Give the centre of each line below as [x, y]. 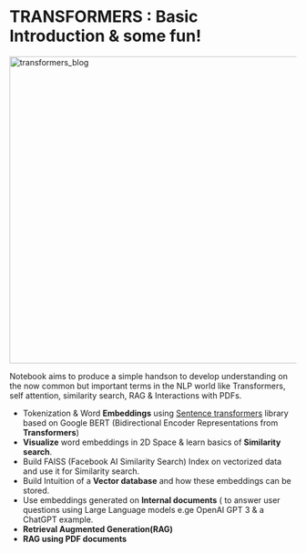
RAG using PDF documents [75, 538]
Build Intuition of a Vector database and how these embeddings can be [157, 480]
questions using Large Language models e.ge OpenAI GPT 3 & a [143, 509]
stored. [36, 490]
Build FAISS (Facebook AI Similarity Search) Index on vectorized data [152, 461]
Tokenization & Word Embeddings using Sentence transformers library [155, 413]
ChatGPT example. [58, 519]
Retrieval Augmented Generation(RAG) [97, 528]
